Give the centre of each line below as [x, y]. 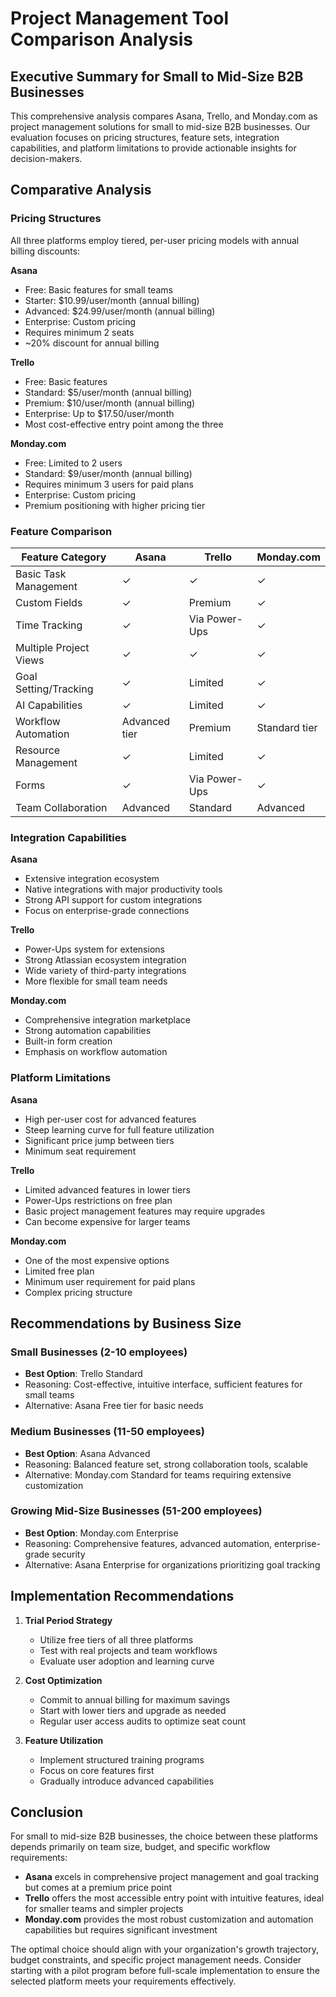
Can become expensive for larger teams [107, 1221]
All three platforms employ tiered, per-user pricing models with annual [155, 240]
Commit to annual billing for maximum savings [135, 1699]
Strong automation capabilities [88, 1031]
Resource [38, 750]
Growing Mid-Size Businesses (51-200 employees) [136, 1511]
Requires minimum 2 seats [79, 332]
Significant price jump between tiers [99, 1140]
